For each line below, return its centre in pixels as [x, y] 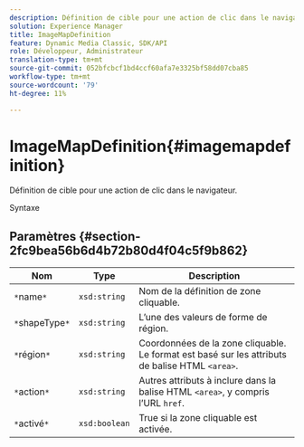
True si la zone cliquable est [198, 418]
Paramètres [43, 236]
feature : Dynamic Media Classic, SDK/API [89, 43]
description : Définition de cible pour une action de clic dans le [139, 18]
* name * [31, 297]
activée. [156, 429]
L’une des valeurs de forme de [203, 318]
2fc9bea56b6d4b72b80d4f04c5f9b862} [129, 250]
